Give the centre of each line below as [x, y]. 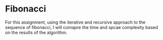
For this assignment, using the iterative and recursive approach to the [75, 22]
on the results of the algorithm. [36, 32]
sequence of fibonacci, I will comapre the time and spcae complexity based [81, 27]
